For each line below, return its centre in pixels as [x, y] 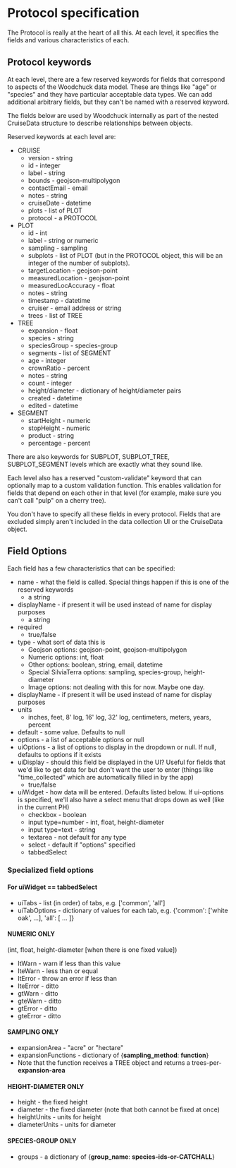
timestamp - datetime [59, 300]
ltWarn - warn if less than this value [69, 963]
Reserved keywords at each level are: [62, 136]
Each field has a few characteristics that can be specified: [91, 568]
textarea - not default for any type [77, 837]
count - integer [50, 383]
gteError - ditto [39, 1015]
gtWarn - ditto [38, 993]
